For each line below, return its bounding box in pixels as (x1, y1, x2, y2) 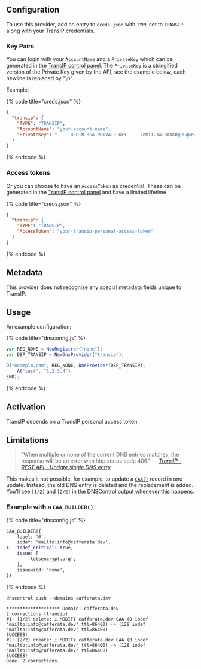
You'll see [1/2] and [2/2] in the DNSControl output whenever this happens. (6, 488, 194, 495)
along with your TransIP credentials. (6, 27, 95, 34)
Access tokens (6, 169, 51, 177)
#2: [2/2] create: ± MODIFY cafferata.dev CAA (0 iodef (6, 637, 148, 643)
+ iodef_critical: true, (6, 545, 74, 551)
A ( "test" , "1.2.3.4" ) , (17, 368, 74, 375)
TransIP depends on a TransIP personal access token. (6, 418, 139, 425)
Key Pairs (6, 42, 35, 50)
